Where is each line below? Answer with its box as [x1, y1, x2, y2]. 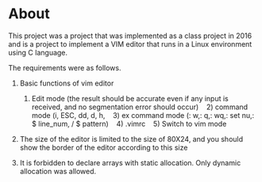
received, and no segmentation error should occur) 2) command [31, 102, 249, 112]
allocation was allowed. [19, 166, 97, 176]
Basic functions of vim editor [19, 78, 114, 88]
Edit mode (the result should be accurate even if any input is [31, 93, 229, 103]
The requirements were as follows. [8, 63, 121, 72]
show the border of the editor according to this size [19, 142, 188, 152]
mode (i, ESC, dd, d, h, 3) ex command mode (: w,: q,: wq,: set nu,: [31, 110, 255, 119]
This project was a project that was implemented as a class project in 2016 [8, 31, 252, 40]
